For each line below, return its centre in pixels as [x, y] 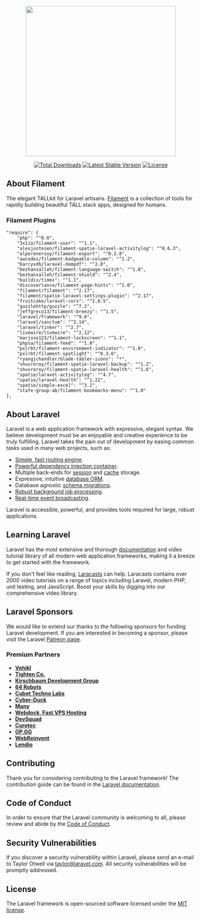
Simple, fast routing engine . [49, 459]
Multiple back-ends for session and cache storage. [78, 472]
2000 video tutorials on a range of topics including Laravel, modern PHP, [96, 580]
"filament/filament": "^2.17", [56, 291]
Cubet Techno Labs [40, 693]
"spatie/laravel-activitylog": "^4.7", [67, 375]
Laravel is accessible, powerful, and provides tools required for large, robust [100, 509]
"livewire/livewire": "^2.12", [56, 333]
